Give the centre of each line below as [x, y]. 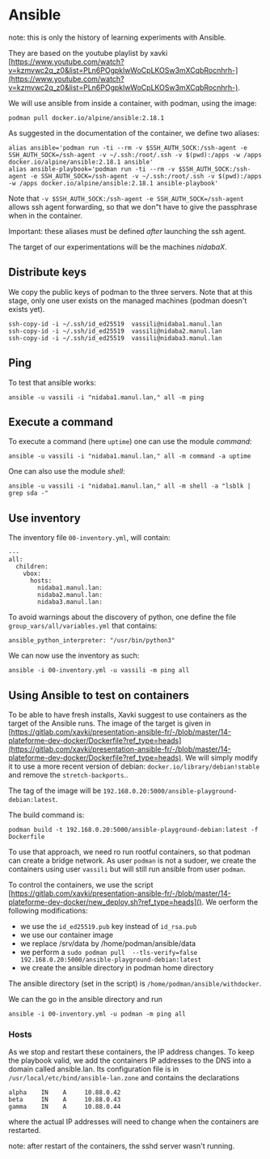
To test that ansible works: [53, 382]
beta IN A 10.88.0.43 [65, 1100]
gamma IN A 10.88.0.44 [65, 1107]
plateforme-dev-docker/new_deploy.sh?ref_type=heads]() [105, 902]
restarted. [25, 1131]
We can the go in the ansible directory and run [86, 999]
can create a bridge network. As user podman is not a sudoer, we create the [133, 861]
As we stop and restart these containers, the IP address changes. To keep [131, 1052]
